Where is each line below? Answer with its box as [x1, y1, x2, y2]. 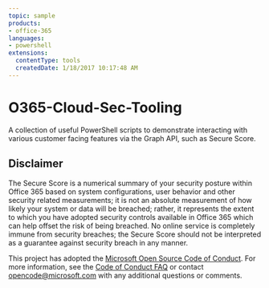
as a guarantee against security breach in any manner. [8, 237, 189, 247]
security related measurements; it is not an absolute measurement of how [8, 195, 253, 205]
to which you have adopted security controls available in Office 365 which [8, 212, 254, 221]
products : [8, 19, 42, 27]
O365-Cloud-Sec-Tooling [8, 98, 182, 116]
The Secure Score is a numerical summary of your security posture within [8, 178, 253, 188]
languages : [8, 34, 45, 43]
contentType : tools [15, 57, 81, 65]
